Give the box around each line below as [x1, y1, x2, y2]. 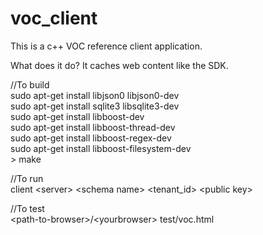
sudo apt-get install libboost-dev [10, 110, 145, 122]
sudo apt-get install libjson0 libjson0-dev [10, 89, 180, 101]
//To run [10, 172, 44, 184]
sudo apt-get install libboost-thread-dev [10, 121, 176, 133]
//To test [10, 202, 45, 214]
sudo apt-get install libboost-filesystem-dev [10, 142, 192, 154]
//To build [10, 78, 50, 91]
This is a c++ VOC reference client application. [10, 40, 203, 52]
